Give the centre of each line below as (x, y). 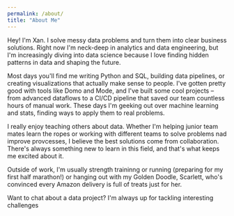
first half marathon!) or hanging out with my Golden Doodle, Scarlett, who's (115, 177)
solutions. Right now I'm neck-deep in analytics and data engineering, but (113, 47)
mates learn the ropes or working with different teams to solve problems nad (117, 134)
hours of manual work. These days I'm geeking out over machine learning (113, 105)
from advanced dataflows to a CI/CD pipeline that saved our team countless (116, 98)
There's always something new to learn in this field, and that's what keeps (114, 148)
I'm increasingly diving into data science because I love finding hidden (108, 55)
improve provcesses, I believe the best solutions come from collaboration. (113, 141)
